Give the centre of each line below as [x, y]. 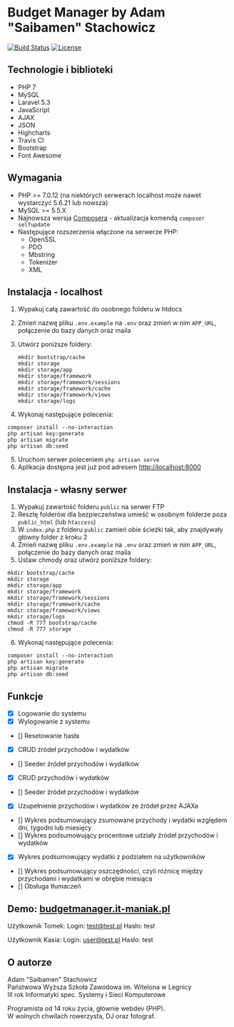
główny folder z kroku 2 [52, 537]
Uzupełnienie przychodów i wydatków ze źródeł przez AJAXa [108, 806]
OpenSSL [42, 239]
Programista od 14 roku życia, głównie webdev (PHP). [86, 1008]
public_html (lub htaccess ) [57, 522]
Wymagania [35, 178]
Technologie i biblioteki [60, 70]
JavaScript [34, 110]
